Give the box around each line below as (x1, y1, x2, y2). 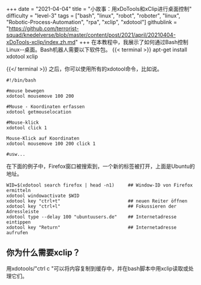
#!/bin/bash (6, 77, 36, 83)
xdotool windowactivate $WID (6, 193, 80, 199)
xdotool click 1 (6, 125, 47, 131)
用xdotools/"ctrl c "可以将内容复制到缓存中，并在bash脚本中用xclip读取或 (6, 264, 189, 272)
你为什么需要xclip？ (6, 248, 80, 258)
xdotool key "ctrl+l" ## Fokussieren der (6, 203, 177, 210)
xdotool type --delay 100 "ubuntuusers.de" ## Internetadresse (6, 214, 177, 220)
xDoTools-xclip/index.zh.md (6, 39, 76, 45)
